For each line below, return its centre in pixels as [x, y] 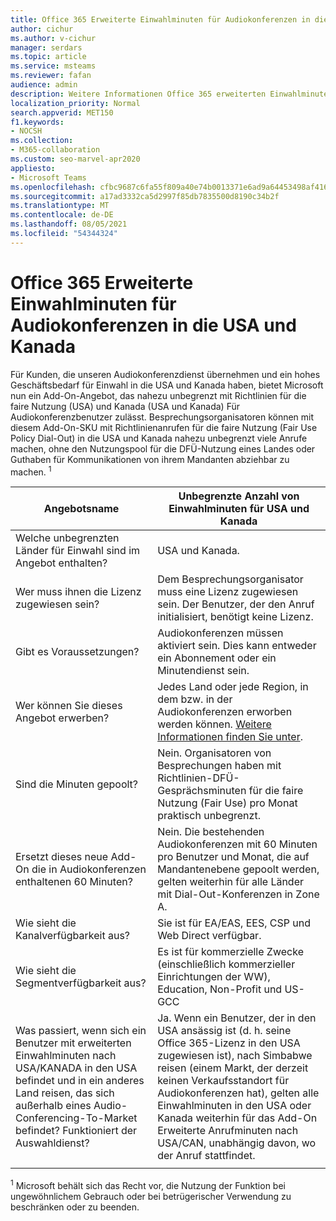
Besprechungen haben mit [219, 766]
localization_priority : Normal [75, 103]
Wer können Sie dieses [69, 706]
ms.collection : [42, 141]
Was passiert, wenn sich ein [81, 1031]
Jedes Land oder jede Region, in [233, 687]
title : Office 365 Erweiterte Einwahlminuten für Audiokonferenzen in [160, 19]
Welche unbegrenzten [67, 538]
